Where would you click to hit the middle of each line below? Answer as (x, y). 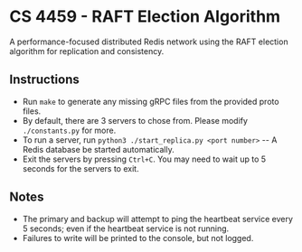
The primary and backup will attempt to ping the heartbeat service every (158, 219)
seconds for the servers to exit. (80, 168)
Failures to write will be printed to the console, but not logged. (138, 238)
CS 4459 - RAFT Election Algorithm (145, 17)
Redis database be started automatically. (98, 149)
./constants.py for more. (69, 130)
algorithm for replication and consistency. (87, 51)
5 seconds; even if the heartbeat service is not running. (126, 229)
